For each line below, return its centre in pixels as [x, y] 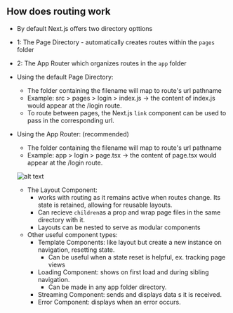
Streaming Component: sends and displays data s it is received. [130, 294]
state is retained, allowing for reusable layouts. [105, 205]
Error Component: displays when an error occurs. [109, 302]
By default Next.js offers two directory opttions [85, 28]
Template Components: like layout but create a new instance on [129, 242]
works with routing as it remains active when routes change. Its [129, 197]
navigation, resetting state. [76, 250]
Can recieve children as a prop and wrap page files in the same [129, 212]
